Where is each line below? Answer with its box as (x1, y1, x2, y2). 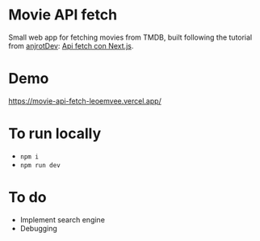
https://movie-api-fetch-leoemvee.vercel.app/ (8, 95, 161, 106)
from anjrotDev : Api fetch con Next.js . (8, 40, 134, 50)
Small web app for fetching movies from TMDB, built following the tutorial (8, 32, 253, 42)
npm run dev (19, 161, 61, 169)
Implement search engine (19, 214, 105, 224)
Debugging (19, 223, 58, 233)
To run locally (8, 125, 102, 143)
